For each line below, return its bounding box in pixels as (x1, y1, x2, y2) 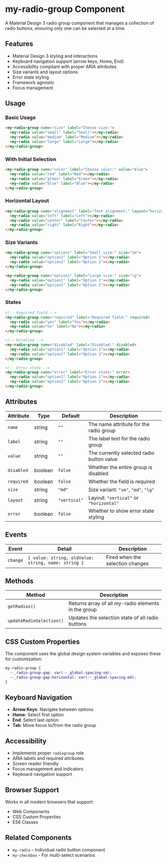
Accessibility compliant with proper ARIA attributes (12, 63, 117, 69)
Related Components (5, 834, 72, 842)
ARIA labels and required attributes (12, 755, 84, 761)
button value (88, 455, 118, 462)
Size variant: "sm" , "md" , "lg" (88, 486, 155, 493)
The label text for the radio (88, 435, 151, 442)
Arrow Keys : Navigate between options (12, 707, 93, 713)
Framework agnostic (12, 79, 55, 85)
